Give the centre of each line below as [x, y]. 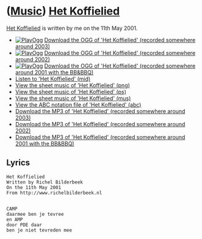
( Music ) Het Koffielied [63, 11]
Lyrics [18, 163]
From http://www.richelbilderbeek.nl [54, 193]
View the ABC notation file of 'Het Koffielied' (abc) [78, 104]
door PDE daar [24, 225]
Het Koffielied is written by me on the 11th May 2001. [72, 28]
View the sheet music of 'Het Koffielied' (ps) [71, 91]
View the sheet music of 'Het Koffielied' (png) [72, 85]
